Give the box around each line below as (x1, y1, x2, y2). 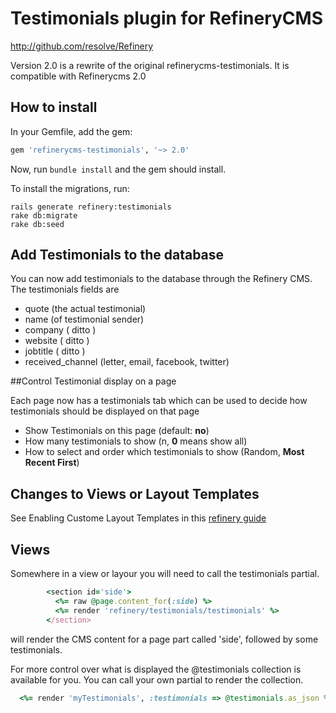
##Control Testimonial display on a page (10, 375, 177, 387)
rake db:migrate (10, 210, 78, 221)
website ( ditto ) (24, 335, 90, 347)
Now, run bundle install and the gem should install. (10, 163, 227, 175)
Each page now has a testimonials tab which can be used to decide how (10, 395, 308, 407)
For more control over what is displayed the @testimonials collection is (10, 663, 302, 675)
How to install (10, 99, 98, 116)
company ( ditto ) (24, 324, 97, 336)
